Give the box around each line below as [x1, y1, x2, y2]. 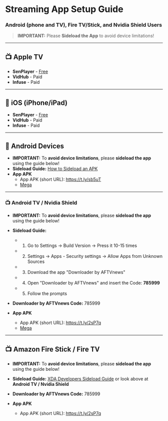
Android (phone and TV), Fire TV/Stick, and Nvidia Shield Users [5, 22, 162, 29]
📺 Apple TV [5, 53, 43, 61]
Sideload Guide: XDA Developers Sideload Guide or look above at [12, 376, 148, 382]
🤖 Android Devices [5, 142, 64, 150]
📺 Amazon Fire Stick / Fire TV [5, 345, 100, 353]
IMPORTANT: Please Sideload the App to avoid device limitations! [17, 33, 154, 39]
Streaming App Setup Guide [5, 4, 123, 15]
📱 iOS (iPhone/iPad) [5, 98, 68, 107]
